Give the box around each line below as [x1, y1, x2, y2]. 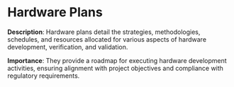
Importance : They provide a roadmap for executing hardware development [7, 56, 227, 64]
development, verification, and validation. [7, 42, 128, 51]
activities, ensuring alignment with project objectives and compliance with [7, 64, 223, 72]
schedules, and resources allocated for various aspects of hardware [7, 35, 207, 43]
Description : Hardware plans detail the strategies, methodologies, [7, 28, 201, 36]
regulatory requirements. [7, 71, 80, 80]
